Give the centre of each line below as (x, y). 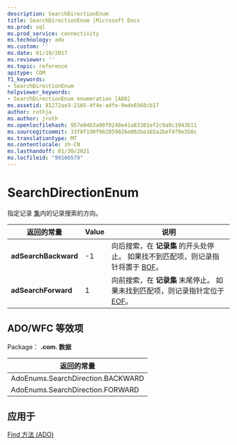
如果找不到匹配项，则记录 (170, 256)
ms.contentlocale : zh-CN (44, 145)
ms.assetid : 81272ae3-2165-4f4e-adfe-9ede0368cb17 (83, 106)
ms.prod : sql (26, 27)
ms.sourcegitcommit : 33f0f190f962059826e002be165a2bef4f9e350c (102, 132)
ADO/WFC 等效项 (45, 328)
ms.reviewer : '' (31, 60)
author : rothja (30, 112)
